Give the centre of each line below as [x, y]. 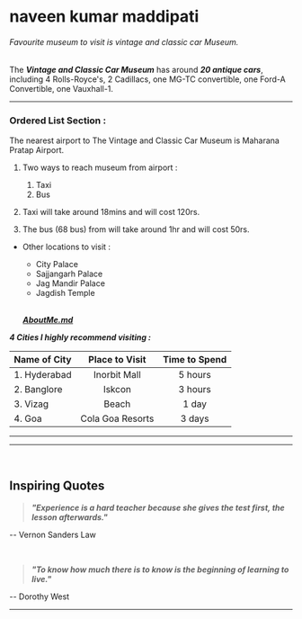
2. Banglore [38, 389]
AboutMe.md [48, 319]
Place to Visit [117, 359]
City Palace [57, 264]
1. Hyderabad [43, 374]
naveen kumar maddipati [104, 17]
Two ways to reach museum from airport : [100, 167]
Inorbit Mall [117, 374]
